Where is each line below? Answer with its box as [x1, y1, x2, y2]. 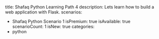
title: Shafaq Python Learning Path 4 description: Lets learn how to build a [5, 4, 155, 10]
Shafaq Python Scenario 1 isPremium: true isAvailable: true [12, 19, 131, 24]
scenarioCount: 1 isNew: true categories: [12, 24, 95, 29]
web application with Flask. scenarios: [5, 9, 82, 15]
